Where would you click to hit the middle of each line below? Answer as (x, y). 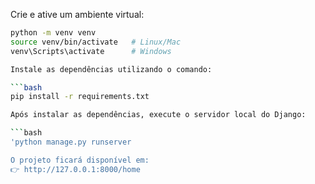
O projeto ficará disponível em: (80, 160)
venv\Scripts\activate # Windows (91, 51)
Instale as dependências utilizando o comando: (111, 69)
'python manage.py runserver (71, 142)
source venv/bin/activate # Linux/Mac (96, 42)
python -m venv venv (53, 33)
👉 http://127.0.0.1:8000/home (75, 169)
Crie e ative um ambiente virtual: (77, 14)
